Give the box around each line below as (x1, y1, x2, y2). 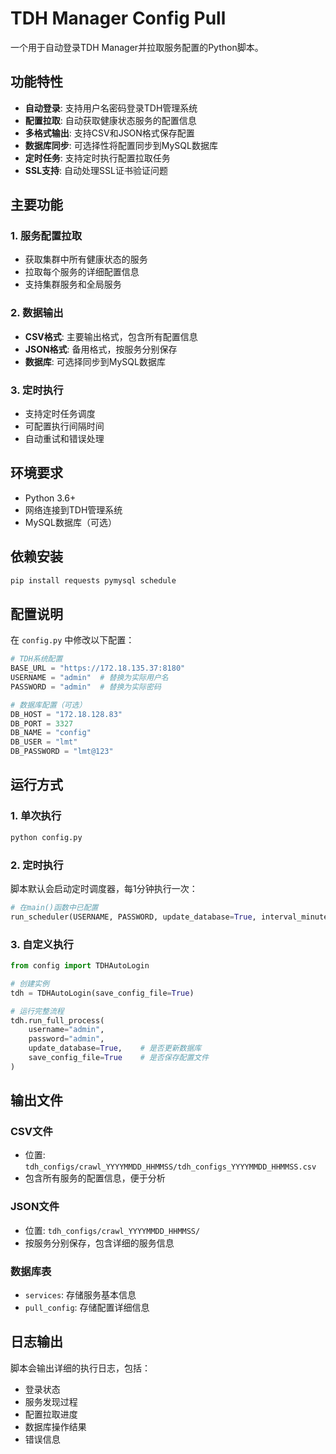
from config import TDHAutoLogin (10, 961, 150, 971)
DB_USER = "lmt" (10, 737, 78, 747)
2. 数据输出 (10, 306, 64, 320)
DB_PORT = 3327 (10, 718, 74, 729)
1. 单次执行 (10, 809, 62, 823)
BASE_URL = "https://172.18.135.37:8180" (10, 663, 186, 674)
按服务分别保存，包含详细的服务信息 (24, 1237, 175, 1249)
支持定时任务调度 (24, 408, 96, 420)
